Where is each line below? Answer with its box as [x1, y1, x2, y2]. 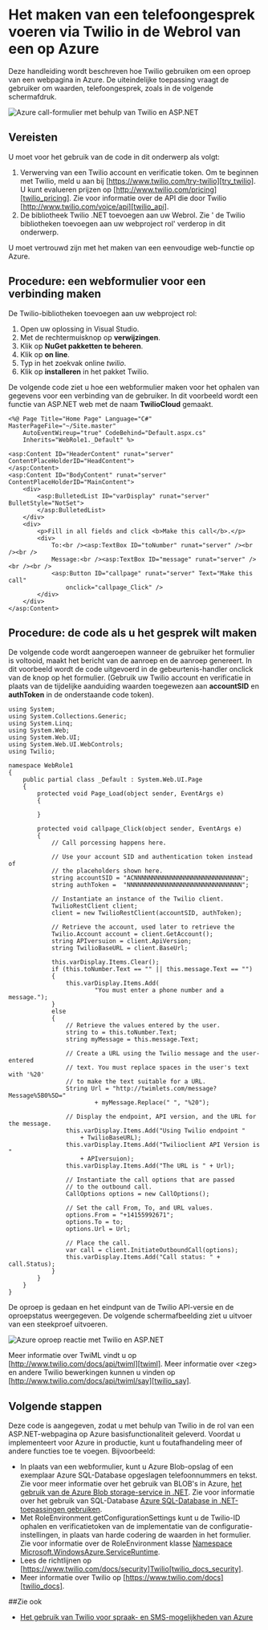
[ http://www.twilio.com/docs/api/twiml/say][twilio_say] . [8, 1376, 192, 1386]
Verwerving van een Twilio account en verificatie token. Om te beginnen [19, 167, 259, 177]
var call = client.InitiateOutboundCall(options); [65, 1246, 239, 1254]
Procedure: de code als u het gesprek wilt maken [8, 626, 258, 640]
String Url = [65, 1085, 110, 1093]
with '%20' [8, 1071, 45, 1079]
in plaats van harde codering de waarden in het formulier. [61, 1530, 251, 1540]
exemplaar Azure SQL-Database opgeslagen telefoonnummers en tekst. [19, 1470, 258, 1480]
